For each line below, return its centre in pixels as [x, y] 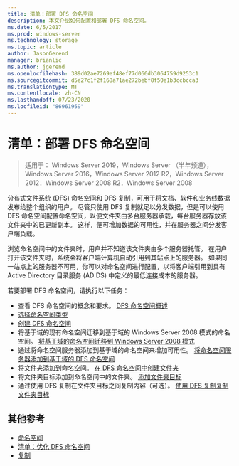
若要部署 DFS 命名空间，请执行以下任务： [68, 290]
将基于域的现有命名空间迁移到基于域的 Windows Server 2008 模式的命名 [124, 332]
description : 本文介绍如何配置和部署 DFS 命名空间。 [79, 21]
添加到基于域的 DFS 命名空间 [73, 359]
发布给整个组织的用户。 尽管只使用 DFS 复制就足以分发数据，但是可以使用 [116, 206]
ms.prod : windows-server [44, 34]
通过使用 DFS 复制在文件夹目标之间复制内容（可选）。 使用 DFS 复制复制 [123, 386]
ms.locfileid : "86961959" [46, 107]
